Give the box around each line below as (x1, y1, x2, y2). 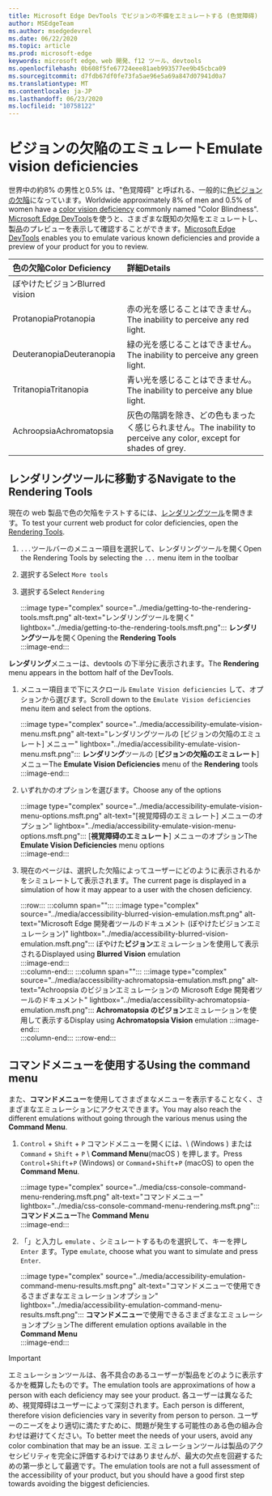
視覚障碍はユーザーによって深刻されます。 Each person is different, (22, 1400, 245, 1409)
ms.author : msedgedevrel (8, 27, 92, 35)
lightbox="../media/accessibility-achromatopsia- (89, 995, 251, 1005)
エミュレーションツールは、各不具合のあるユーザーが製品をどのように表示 (8, 1370, 257, 1379)
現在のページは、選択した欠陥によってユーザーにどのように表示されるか (19, 865, 261, 875)
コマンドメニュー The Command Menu (19, 1210, 150, 1220)
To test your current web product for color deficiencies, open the (21, 517, 239, 527)
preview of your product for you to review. (8, 242, 149, 252)
